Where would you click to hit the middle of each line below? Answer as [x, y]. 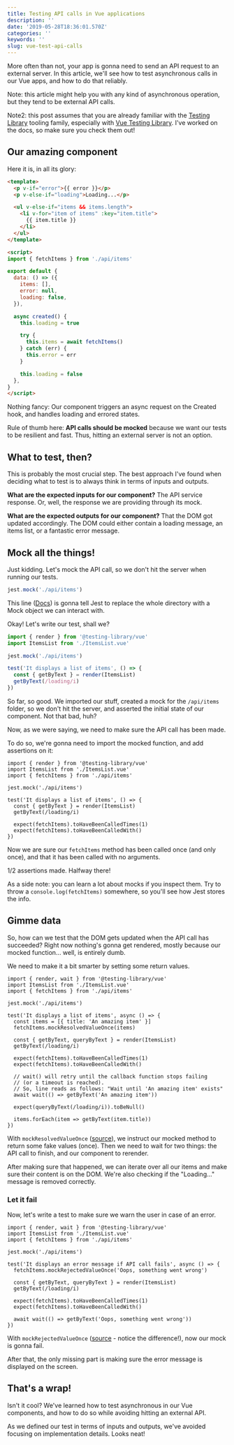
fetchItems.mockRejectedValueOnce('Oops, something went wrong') [111, 1270]
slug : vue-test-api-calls [45, 46]
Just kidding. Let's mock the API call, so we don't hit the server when [107, 569]
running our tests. [33, 577]
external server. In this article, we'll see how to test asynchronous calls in [112, 73]
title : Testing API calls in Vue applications [76, 14]
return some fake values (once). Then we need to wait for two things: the [112, 1146]
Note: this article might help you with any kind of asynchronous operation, [114, 94]
